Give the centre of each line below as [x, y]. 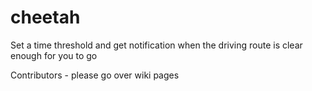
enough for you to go [54, 55]
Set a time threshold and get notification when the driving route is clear [156, 45]
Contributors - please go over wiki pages [95, 75]
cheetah [45, 17]
